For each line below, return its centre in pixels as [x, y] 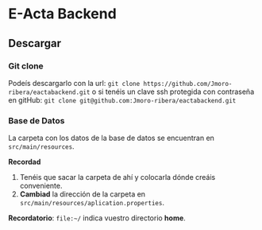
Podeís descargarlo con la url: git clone [74, 83]
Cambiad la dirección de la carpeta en [82, 194]
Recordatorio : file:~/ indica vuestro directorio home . [97, 218]
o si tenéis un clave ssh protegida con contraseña [173, 92]
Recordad [25, 162]
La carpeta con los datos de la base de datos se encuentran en [111, 138]
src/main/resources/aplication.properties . [92, 203]
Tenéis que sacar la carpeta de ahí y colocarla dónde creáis [118, 177]
